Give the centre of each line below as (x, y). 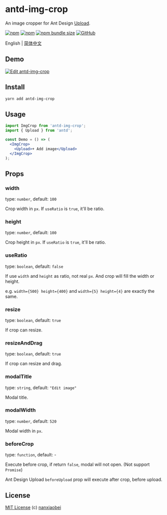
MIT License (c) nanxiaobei (33, 507)
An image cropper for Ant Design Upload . (48, 23)
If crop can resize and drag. (34, 364)
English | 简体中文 (23, 43)
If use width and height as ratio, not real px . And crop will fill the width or (80, 276)
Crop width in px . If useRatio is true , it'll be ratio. (55, 209)
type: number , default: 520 (31, 421)
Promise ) (14, 470)
